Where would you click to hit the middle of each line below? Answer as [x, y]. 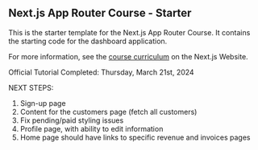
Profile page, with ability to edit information [92, 128]
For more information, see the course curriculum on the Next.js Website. [128, 56]
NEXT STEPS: [31, 87]
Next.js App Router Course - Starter [100, 13]
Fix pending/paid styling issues [72, 120]
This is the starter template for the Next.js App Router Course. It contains [129, 32]
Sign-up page [43, 103]
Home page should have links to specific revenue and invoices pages [135, 137]
